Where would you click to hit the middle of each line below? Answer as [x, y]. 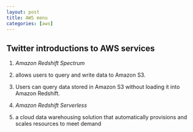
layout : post [23, 12]
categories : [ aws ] [30, 23]
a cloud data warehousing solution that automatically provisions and [101, 117]
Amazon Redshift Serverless [51, 106]
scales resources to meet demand [58, 124]
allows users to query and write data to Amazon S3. [80, 75]
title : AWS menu [27, 18]
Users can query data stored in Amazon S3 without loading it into [97, 87]
